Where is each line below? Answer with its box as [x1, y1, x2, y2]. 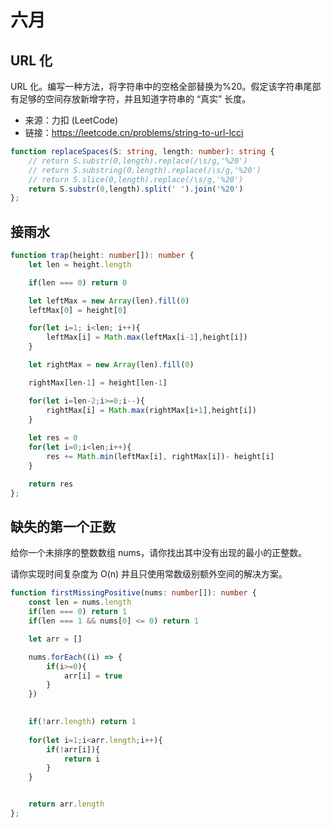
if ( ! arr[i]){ [46, 744, 101, 755]
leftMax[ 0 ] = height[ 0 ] [28, 305, 128, 315]
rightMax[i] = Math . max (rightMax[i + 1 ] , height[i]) [46, 405, 257, 415]
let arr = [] [28, 634, 83, 644]
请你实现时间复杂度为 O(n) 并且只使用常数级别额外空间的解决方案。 [10, 568, 288, 580]
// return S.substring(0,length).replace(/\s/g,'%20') [28, 165, 262, 175]
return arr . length [28, 799, 105, 810]
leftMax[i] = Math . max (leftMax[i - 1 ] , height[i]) [46, 332, 248, 343]
